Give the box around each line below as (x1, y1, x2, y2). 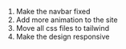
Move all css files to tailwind (15, 24, 110, 32)
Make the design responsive (15, 32, 110, 41)
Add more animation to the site (15, 15, 118, 24)
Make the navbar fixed (15, 7, 91, 16)
